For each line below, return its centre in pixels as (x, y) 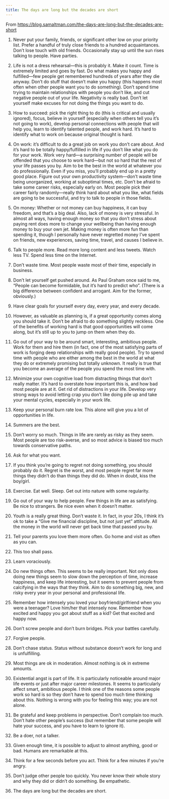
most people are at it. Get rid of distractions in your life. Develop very (84, 389)
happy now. (25, 618)
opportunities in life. (34, 415)
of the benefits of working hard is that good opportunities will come (83, 326)
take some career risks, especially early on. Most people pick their (82, 187)
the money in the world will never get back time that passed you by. (83, 526)
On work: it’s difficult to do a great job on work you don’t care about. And (89, 144)
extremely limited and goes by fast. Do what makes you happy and (82, 71)
